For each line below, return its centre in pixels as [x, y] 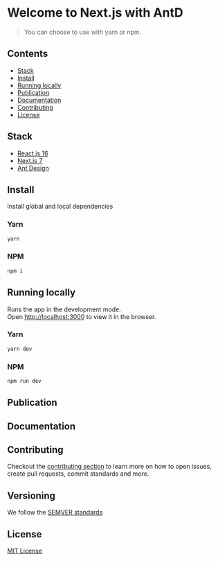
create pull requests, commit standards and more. [78, 474]
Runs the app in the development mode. [64, 309]
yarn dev [20, 349]
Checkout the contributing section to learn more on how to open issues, [110, 467]
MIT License [25, 551]
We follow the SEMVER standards [55, 512]
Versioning [31, 495]
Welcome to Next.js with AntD [95, 13]
